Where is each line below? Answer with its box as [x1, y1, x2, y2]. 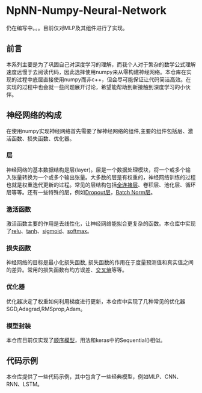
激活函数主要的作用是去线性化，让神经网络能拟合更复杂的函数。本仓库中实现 [6, 220, 196, 227]
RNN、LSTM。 [6, 380, 43, 388]
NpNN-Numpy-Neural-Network [6, 4, 167, 17]
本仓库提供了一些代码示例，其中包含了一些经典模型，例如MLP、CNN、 [6, 373, 182, 380]
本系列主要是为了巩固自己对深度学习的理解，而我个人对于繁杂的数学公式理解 [6, 61, 196, 68]
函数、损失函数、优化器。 [11, 135, 75, 142]
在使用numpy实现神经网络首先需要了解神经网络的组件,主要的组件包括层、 [6, 127, 188, 134]
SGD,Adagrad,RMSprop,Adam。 [6, 305, 86, 312]
